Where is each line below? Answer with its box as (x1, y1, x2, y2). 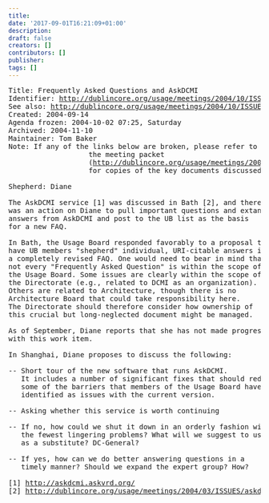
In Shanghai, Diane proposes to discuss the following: (8, 350, 232, 359)
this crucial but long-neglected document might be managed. (8, 310, 254, 319)
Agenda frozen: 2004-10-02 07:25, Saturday (8, 118, 182, 127)
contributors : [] (8, 49, 66, 57)
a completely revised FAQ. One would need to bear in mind (8, 254, 246, 263)
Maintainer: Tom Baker (8, 134, 98, 143)
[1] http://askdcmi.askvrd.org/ (8, 478, 135, 487)
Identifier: (8, 94, 55, 103)
